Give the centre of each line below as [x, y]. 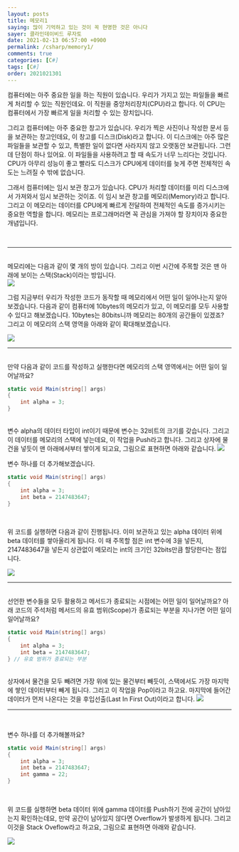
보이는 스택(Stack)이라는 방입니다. [68, 275]
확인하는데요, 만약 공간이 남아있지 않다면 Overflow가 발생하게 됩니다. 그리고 [126, 818]
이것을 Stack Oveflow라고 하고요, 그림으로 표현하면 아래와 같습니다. [102, 827]
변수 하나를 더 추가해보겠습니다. [51, 464]
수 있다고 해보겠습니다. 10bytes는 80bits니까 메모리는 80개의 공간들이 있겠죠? [116, 315]
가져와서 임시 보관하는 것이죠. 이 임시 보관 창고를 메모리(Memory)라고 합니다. [122, 196]
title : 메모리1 [28, 21]
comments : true [30, 54]
